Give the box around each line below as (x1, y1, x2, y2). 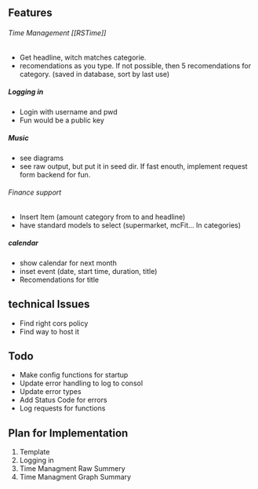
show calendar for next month (19, 258, 118, 268)
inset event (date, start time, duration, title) (19, 266, 158, 276)
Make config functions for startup (19, 370, 129, 380)
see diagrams (19, 153, 64, 162)
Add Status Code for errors (19, 396, 107, 405)
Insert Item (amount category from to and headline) (19, 212, 186, 221)
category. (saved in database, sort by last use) (19, 69, 170, 78)
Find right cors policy (19, 318, 89, 328)
